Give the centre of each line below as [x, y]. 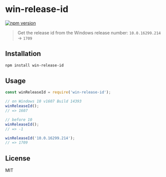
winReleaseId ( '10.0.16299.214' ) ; [40, 138]
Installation [23, 54]
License [18, 158]
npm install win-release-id [35, 65]
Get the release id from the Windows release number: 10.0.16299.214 [89, 32]
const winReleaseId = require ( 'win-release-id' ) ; [58, 92]
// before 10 [19, 119]
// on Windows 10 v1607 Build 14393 [43, 101]
